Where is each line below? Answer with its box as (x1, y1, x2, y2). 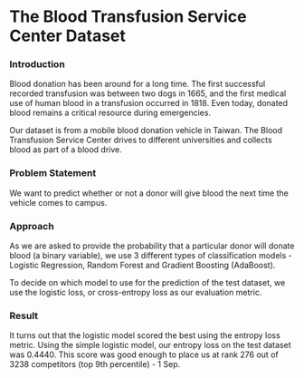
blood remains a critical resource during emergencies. (9, 107, 211, 119)
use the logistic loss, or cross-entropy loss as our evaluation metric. (9, 287, 262, 298)
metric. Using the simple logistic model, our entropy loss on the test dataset (9, 340, 291, 351)
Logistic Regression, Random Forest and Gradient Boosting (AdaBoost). (9, 260, 276, 271)
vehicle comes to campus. (9, 197, 108, 208)
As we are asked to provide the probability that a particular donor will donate (9, 240, 295, 251)
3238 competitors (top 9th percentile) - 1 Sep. (9, 359, 181, 370)
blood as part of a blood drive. (9, 144, 122, 155)
